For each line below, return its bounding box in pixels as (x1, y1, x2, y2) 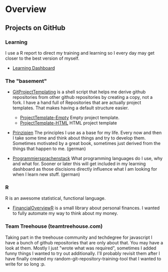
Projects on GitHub (5, 24, 66, 32)
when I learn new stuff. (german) (12, 172, 80, 178)
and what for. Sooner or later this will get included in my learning (12, 161, 146, 167)
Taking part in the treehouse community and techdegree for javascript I (5, 234, 153, 240)
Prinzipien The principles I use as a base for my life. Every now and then (12, 129, 162, 136)
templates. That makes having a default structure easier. (12, 105, 129, 111)
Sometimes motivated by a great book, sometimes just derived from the (12, 141, 161, 147)
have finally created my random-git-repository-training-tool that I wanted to (5, 255, 161, 261)
